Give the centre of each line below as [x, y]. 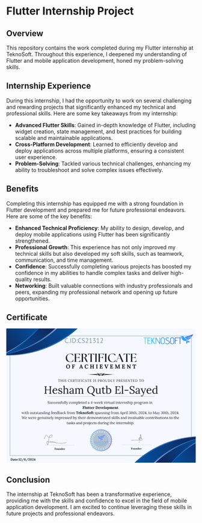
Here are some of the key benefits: [49, 216]
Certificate [27, 318]
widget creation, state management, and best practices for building [98, 132]
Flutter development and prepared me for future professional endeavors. [96, 210]
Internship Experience [49, 86]
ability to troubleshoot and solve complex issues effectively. [89, 170]
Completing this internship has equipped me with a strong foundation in [95, 203]
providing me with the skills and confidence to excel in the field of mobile [97, 501]
